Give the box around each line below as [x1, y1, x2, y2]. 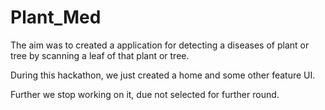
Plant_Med [10, 6, 102, 29]
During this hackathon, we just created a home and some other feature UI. [10, 69, 316, 81]
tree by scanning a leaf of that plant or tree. [10, 49, 190, 61]
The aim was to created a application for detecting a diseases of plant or [10, 39, 310, 51]
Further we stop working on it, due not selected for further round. [10, 88, 280, 100]
